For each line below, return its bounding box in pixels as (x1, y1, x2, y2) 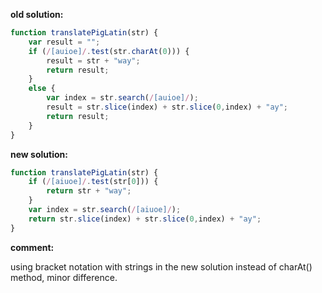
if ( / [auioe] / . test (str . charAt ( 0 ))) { (28, 46, 190, 56)
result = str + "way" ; (46, 55, 141, 66)
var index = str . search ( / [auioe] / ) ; (46, 93, 199, 103)
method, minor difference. (10, 271, 118, 283)
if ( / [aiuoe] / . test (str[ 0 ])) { (28, 177, 159, 187)
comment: (10, 241, 55, 253)
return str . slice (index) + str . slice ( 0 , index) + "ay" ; (28, 214, 262, 224)
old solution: (10, 9, 64, 20)
